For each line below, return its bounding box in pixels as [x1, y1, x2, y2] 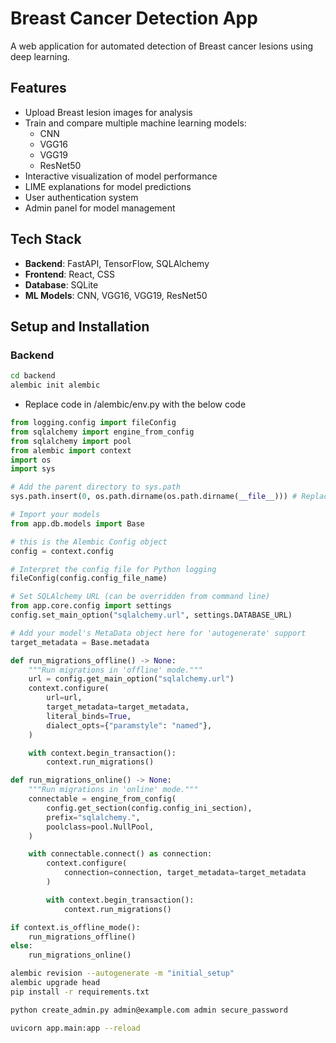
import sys [10, 464, 56, 474]
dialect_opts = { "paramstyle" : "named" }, [46, 720, 213, 731]
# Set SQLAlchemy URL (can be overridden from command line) [10, 592, 271, 602]
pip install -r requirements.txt [10, 987, 150, 997]
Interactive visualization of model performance [24, 170, 218, 182]
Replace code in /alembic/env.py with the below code [24, 398, 247, 410]
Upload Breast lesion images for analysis [24, 106, 193, 118]
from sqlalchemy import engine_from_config [10, 427, 195, 437]
